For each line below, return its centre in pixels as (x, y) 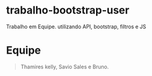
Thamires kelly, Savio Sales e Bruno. (65, 67)
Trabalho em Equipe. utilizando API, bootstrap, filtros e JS (76, 27)
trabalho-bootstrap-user (68, 10)
